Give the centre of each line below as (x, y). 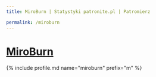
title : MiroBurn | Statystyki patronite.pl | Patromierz (78, 12)
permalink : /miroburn (33, 22)
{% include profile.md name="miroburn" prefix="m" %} (74, 68)
